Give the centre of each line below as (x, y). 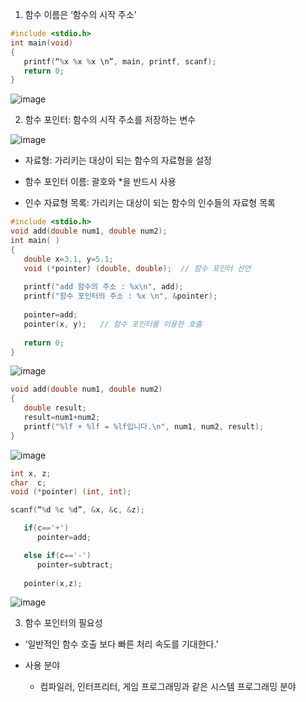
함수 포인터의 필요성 (63, 623)
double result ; (55, 408)
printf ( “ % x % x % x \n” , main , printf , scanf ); (120, 61)
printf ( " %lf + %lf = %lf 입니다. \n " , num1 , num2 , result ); (144, 426)
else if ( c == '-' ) (57, 555)
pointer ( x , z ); (53, 583)
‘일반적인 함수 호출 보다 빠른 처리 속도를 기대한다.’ (121, 644)
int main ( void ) (42, 43)
